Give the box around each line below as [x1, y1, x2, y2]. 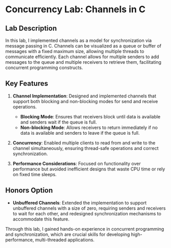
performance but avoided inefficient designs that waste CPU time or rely [12, 166, 165, 172]
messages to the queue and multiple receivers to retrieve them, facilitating [5, 59, 162, 65]
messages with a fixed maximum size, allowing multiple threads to [5, 48, 144, 54]
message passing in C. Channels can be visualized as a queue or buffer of [5, 43, 162, 49]
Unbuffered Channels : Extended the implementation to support [12, 200, 147, 206]
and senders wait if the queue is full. [20, 119, 97, 125]
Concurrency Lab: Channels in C [5, 4, 146, 15]
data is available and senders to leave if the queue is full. [20, 130, 140, 136]
